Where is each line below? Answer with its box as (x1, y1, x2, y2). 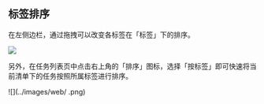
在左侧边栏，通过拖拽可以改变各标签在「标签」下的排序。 (8, 30, 195, 39)
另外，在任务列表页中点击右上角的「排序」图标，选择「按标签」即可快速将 (8, 61, 250, 71)
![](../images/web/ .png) (8, 87, 86, 96)
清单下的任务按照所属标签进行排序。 (14, 71, 132, 80)
